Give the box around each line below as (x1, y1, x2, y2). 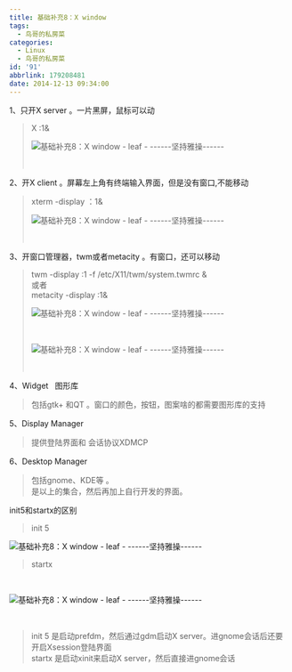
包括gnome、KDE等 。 (30, 474, 114, 485)
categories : (9, 37, 53, 47)
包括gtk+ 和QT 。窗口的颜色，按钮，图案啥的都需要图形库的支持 (30, 399, 266, 409)
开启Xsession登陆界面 (30, 642, 112, 652)
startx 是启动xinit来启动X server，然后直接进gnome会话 (30, 652, 236, 663)
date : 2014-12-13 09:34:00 (9, 79, 109, 88)
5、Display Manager (9, 417, 85, 428)
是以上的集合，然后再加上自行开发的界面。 (30, 486, 188, 497)
